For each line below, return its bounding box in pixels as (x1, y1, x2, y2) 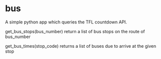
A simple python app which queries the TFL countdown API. (5, 19, 127, 25)
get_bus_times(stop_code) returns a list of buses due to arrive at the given (5, 43, 157, 49)
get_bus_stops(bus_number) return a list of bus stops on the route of (5, 28, 145, 34)
